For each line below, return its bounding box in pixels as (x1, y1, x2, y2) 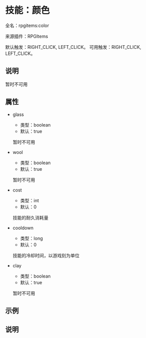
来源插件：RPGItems (5, 33, 48, 39)
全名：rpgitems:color (5, 22, 49, 28)
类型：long (20, 235, 43, 241)
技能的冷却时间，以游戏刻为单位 (12, 252, 80, 258)
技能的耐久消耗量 (12, 214, 49, 221)
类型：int (20, 197, 39, 203)
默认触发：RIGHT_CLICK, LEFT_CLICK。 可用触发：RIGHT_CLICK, (5, 44, 141, 50)
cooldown (12, 225, 34, 231)
